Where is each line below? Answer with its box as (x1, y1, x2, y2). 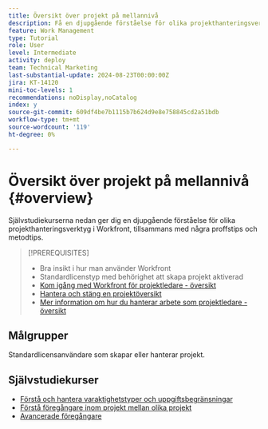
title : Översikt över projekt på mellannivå (8, 11, 159, 20)
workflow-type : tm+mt (8, 116, 81, 124)
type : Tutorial (8, 34, 59, 42)
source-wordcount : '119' (8, 123, 91, 131)
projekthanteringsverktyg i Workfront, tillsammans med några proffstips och (8, 224, 258, 233)
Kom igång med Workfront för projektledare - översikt (39, 280, 217, 290)
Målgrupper (8, 328, 69, 342)
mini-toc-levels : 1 (8, 85, 73, 94)
